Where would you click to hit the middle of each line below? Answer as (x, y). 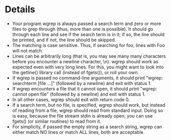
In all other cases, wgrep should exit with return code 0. (71, 99)
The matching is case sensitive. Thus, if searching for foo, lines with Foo (88, 45)
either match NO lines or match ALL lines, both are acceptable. (78, 132)
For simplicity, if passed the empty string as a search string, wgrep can (87, 127)
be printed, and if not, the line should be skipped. (64, 40)
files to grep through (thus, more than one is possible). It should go (83, 29)
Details (20, 9)
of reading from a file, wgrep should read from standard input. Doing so (88, 110)
